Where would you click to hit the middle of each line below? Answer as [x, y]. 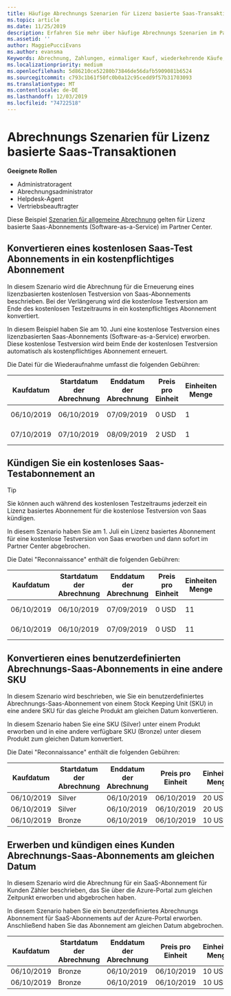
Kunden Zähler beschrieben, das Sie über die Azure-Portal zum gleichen [110, 890]
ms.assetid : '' [29, 39]
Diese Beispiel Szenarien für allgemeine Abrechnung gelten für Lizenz [106, 219]
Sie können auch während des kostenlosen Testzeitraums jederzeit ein [107, 504]
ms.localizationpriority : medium [55, 65]
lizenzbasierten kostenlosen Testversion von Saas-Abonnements [99, 294]
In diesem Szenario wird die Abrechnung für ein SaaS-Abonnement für [107, 883]
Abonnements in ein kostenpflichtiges [91, 259]
